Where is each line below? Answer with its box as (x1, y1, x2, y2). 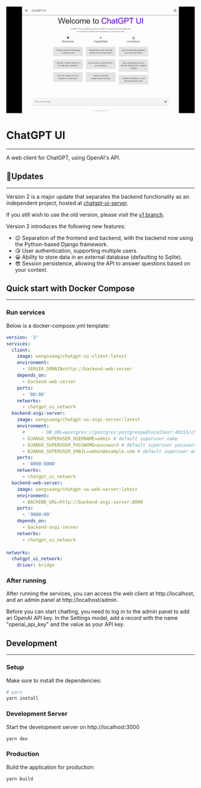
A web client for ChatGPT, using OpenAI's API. (6, 154, 121, 161)
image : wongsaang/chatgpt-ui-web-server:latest (17, 486, 138, 492)
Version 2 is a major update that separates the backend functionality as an (6, 193, 190, 200)
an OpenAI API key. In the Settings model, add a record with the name (6, 615, 178, 622)
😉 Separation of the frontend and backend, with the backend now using (14, 234, 193, 241)
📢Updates (6, 172, 44, 182)
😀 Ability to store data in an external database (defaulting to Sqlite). (14, 253, 182, 260)
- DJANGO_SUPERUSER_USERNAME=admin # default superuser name (22, 436, 178, 442)
